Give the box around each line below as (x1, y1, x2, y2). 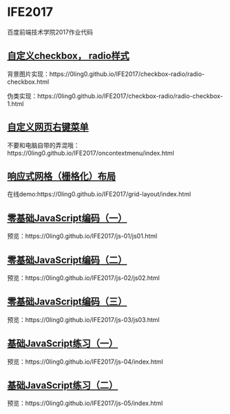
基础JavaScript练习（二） (7, 379, 118, 391)
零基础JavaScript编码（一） (7, 212, 127, 224)
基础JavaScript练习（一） (7, 338, 118, 350)
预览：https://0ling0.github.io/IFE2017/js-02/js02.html (7, 274, 160, 282)
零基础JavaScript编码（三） (7, 296, 127, 308)
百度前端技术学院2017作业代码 (7, 28, 93, 36)
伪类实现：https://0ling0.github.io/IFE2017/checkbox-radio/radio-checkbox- (7, 91, 224, 100)
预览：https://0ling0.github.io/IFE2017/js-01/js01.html (7, 232, 158, 241)
